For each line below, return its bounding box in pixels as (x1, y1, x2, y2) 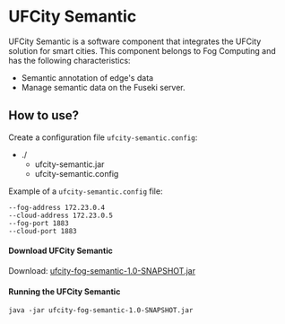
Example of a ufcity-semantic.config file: (8, 186, 163, 197)
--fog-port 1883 (8, 218, 69, 228)
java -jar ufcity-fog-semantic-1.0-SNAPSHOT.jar (8, 306, 194, 315)
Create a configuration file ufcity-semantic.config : (8, 132, 198, 143)
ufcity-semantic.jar (34, 159, 105, 170)
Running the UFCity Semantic (8, 285, 121, 297)
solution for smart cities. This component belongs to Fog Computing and (8, 45, 276, 56)
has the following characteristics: (8, 55, 131, 66)
